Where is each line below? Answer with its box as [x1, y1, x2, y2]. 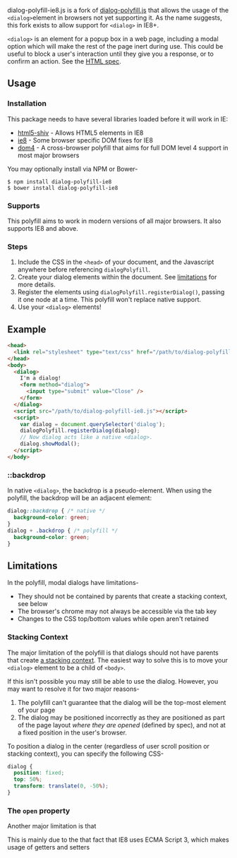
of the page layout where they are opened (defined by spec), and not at [17, 720, 226, 729]
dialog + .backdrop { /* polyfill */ [7, 527, 119, 534]
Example [7, 323, 47, 335]
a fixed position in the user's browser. [17, 728, 127, 737]
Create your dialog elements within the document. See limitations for [17, 273, 217, 282]
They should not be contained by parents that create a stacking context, [17, 592, 228, 600]
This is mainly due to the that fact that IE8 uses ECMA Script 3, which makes [7, 835, 229, 844]
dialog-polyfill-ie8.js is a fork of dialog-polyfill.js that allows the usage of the [7, 6, 229, 14]
